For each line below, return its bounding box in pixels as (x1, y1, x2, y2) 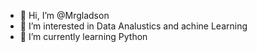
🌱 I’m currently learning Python (19, 31, 148, 42)
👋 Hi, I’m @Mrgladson (19, 10, 110, 21)
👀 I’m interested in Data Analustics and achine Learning (19, 20, 248, 32)
